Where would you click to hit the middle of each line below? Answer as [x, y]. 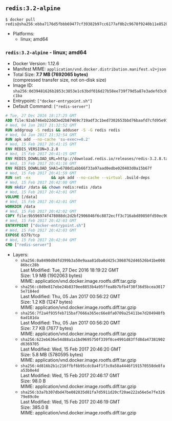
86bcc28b [30, 265]
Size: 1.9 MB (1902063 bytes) [51, 276]
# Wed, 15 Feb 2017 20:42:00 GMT [41, 182]
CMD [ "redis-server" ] [28, 245]
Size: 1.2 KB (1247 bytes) [46, 302]
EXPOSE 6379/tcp [23, 235]
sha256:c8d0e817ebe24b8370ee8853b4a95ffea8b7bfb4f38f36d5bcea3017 [93, 287]
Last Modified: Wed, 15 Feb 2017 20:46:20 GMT [71, 349]
